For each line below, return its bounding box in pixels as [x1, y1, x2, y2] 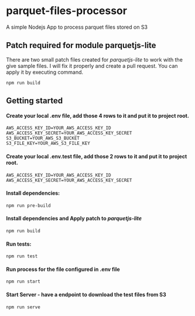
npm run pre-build [6, 202, 51, 209]
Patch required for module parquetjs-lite [6, 40, 156, 50]
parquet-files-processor [6, 4, 128, 18]
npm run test [6, 253, 38, 259]
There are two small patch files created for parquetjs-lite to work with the [6, 56, 183, 63]
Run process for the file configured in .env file [6, 266, 120, 273]
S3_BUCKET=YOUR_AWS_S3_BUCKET [6, 135, 80, 141]
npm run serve [6, 304, 41, 310]
